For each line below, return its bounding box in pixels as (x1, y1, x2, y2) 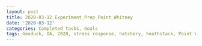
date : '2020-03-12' (6, 20, 55, 26)
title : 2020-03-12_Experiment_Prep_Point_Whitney (6, 14, 133, 20)
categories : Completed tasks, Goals (6, 25, 98, 32)
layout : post (6, 8, 39, 15)
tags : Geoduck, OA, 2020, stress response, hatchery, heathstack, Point (6, 31, 192, 37)
